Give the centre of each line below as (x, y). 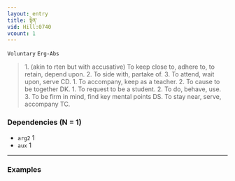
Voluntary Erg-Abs (33, 54)
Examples (24, 170)
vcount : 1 (22, 33)
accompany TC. (47, 104)
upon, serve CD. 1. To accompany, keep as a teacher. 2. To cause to (122, 82)
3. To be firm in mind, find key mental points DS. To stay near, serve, (123, 97)
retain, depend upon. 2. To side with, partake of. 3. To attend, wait (119, 74)
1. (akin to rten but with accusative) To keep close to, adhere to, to (120, 67)
